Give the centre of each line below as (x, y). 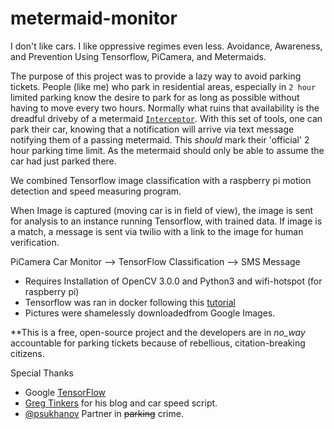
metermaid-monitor (94, 18)
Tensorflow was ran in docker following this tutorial (130, 302)
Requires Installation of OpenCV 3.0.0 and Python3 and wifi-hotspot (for (173, 281)
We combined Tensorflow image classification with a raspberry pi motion (161, 180)
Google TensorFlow (65, 392)
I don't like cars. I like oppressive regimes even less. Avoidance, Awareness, (166, 46)
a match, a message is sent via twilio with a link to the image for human (157, 231)
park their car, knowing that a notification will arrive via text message (152, 129)
